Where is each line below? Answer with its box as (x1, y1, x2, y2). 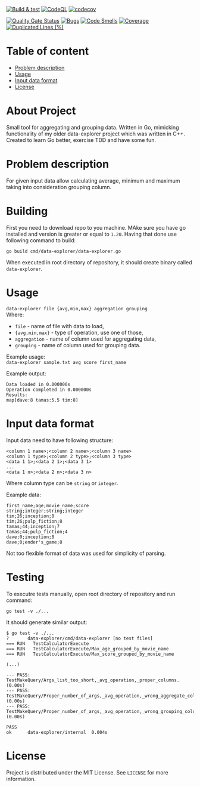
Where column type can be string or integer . (6, 479, 118, 486)
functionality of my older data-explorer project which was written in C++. (6, 130, 186, 137)
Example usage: (6, 353, 46, 360)
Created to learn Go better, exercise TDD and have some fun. (6, 136, 157, 143)
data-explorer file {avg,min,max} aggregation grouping (6, 305, 148, 311)
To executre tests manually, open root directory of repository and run (6, 590, 176, 597)
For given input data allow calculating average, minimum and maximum (6, 177, 180, 184)
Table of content (6, 45, 89, 58)
